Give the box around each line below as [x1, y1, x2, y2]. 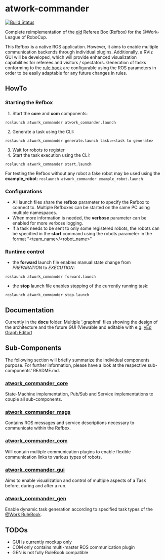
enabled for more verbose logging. [12, 220, 83, 226]
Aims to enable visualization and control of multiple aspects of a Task [5, 477, 146, 483]
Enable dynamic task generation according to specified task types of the [5, 506, 153, 512]
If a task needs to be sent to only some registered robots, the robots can [12, 225, 160, 231]
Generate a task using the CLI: [12, 129, 74, 134]
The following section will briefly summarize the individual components [5, 357, 150, 363]
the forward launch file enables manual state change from [12, 259, 131, 265]
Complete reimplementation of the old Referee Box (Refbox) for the [5, 29, 142, 35]
